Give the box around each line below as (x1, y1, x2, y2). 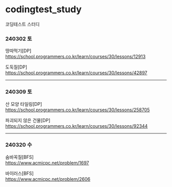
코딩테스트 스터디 (5, 21, 40, 27)
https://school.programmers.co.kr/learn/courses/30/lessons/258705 (5, 106, 150, 113)
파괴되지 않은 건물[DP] (5, 117, 51, 123)
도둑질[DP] (5, 64, 27, 70)
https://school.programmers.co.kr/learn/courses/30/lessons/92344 (5, 123, 148, 129)
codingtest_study (5, 4, 82, 15)
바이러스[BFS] (5, 170, 34, 176)
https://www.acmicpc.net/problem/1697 (5, 159, 90, 166)
